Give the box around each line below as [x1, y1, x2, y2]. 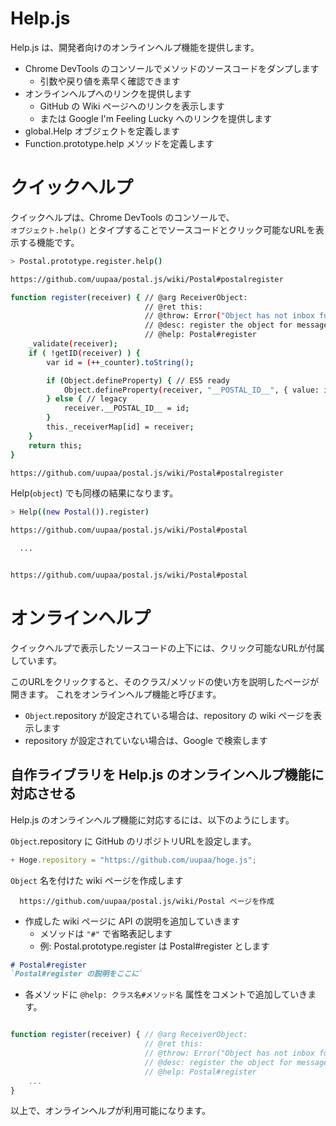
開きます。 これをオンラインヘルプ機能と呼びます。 [10, 688, 222, 700]
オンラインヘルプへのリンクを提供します [24, 87, 192, 99]
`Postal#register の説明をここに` [10, 969, 144, 979]
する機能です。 [18, 236, 80, 248]
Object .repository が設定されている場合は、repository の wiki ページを [24, 709, 314, 721]
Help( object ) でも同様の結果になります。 [10, 487, 179, 499]
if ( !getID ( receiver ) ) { [28, 348, 141, 358]
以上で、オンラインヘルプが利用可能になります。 [10, 1105, 212, 1117]
